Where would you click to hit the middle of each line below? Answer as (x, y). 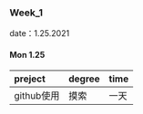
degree (84, 79)
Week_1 (26, 13)
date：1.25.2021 (40, 33)
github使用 (37, 95)
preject (30, 79)
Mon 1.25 (27, 54)
